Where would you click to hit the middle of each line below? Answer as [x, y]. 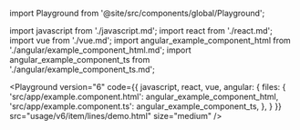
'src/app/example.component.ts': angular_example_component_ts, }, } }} [146, 106]
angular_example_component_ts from [80, 60]
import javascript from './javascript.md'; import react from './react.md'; [141, 30]
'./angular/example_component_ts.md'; [82, 69]
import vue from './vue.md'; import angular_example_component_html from [150, 40]
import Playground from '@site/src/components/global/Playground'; [137, 13]
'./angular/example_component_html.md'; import [100, 50]
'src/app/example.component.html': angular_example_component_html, [144, 96]
